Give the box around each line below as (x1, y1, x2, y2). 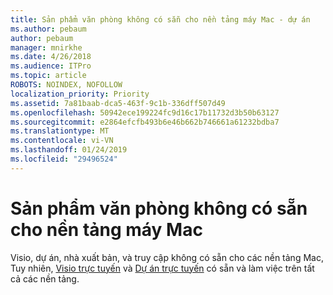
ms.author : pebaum (10, 24, 87, 34)
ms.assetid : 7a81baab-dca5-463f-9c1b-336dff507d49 (10, 98, 226, 108)
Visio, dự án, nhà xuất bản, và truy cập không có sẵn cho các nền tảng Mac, (10, 251, 324, 263)
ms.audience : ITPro (10, 61, 92, 71)
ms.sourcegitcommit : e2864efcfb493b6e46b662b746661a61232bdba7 (10, 117, 280, 127)
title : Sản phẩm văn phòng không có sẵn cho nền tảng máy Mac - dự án (10, 14, 311, 25)
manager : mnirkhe (10, 42, 83, 53)
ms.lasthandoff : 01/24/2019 (10, 145, 128, 155)
